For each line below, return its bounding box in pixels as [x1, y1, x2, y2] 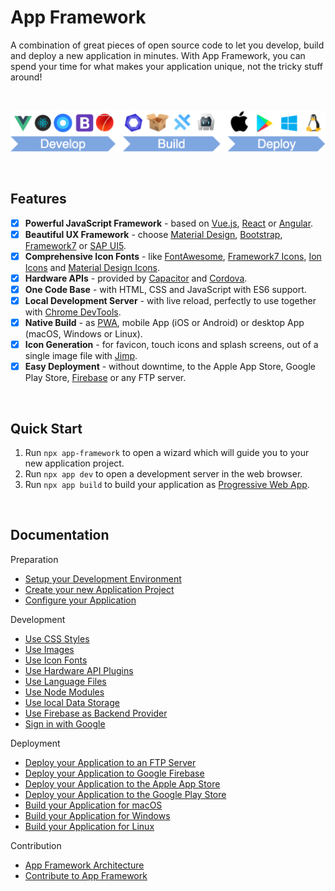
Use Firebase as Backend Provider [24, 707, 168, 719]
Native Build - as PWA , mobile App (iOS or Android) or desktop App [24, 317, 305, 329]
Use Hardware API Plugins [24, 664, 134, 676]
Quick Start [10, 420, 83, 437]
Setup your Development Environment [24, 572, 182, 585]
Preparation [10, 553, 59, 565]
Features [10, 191, 67, 208]
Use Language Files [24, 675, 107, 687]
